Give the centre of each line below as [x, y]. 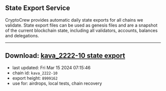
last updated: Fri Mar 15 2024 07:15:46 [51, 67]
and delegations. [22, 35]
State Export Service [38, 8]
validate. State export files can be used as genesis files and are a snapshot [81, 25]
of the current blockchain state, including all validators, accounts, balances [82, 30]
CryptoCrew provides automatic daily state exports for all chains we [74, 20]
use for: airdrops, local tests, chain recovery [57, 83]
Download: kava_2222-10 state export [65, 56]
